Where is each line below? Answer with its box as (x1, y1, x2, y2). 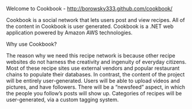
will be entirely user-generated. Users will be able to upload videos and (6, 77, 180, 84)
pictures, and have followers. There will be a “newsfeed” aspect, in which (6, 84, 185, 91)
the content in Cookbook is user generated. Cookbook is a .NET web (6, 23, 174, 30)
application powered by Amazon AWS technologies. (6, 29, 133, 36)
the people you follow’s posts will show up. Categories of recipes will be (6, 90, 182, 97)
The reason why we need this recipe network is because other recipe (6, 52, 176, 59)
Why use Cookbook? (6, 41, 57, 47)
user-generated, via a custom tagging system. (6, 96, 119, 103)
